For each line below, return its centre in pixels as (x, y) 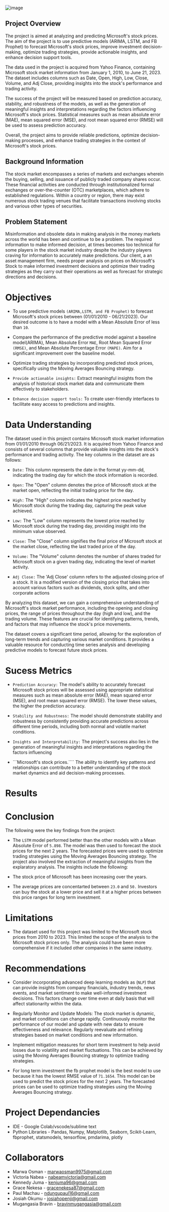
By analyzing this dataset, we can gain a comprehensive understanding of (82, 603)
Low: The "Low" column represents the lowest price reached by (78, 521)
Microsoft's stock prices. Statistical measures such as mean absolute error (83, 114)
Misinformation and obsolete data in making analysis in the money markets (83, 234)
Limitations (29, 918)
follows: (13, 460)
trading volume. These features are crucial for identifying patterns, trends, (82, 619)
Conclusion (30, 816)
